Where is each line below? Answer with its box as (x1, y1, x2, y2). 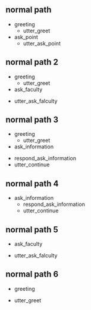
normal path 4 (5, 178, 59, 189)
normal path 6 (5, 269, 59, 279)
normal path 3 (5, 115, 59, 125)
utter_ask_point (23, 39, 61, 47)
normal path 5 (5, 224, 59, 235)
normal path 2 (5, 57, 59, 68)
